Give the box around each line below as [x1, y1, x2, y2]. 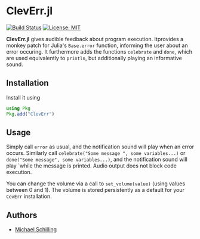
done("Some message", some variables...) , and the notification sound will [6, 156, 188, 163]
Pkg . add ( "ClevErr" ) [6, 111, 55, 117]
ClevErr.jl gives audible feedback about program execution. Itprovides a [6, 35, 184, 42]
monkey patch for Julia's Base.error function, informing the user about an [6, 42, 188, 49]
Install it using [6, 94, 41, 101]
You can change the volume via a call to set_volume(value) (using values [6, 180, 186, 187]
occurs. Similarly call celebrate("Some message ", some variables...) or [6, 150, 186, 157]
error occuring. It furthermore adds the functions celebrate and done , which [6, 48, 193, 55]
